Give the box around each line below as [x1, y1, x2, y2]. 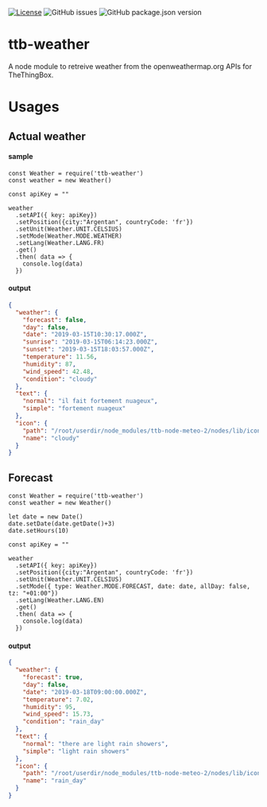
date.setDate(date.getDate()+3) [8, 520, 115, 528]
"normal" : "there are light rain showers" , [22, 739, 169, 747]
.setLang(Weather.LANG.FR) [15, 239, 105, 246]
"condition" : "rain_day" [22, 718, 105, 726]
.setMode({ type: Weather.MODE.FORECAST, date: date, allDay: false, [15, 583, 250, 591]
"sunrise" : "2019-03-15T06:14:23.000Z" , [22, 338, 158, 346]
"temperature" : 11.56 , [22, 353, 98, 361]
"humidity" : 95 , [22, 703, 77, 711]
